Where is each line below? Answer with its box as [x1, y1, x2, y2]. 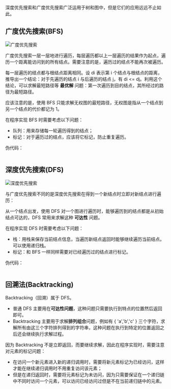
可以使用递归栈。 [12, 242, 49, 248]
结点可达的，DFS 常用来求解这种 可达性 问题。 [5, 214, 103, 220]
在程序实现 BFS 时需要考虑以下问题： [5, 117, 83, 123]
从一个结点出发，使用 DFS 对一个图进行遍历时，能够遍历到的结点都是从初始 [5, 208, 164, 214]
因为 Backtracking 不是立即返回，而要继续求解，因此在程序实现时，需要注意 [5, 342, 165, 348]
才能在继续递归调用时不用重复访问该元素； [12, 366, 102, 372]
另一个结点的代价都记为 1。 [5, 106, 62, 112]
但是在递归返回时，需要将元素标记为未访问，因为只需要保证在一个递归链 [12, 372, 164, 378]
